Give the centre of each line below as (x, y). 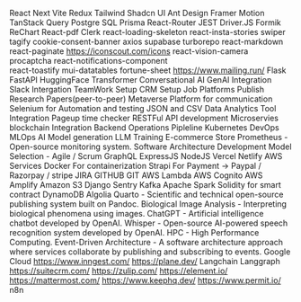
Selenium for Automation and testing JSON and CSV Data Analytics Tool (143, 108)
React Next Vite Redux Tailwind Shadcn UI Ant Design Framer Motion (137, 13)
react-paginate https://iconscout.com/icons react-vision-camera (129, 51)
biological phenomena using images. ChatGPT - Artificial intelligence (137, 213)
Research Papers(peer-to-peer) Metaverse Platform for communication (141, 99)
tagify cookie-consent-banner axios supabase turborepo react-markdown (146, 41)
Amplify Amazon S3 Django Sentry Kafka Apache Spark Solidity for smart (145, 185)
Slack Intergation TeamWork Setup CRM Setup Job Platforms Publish (137, 89)
